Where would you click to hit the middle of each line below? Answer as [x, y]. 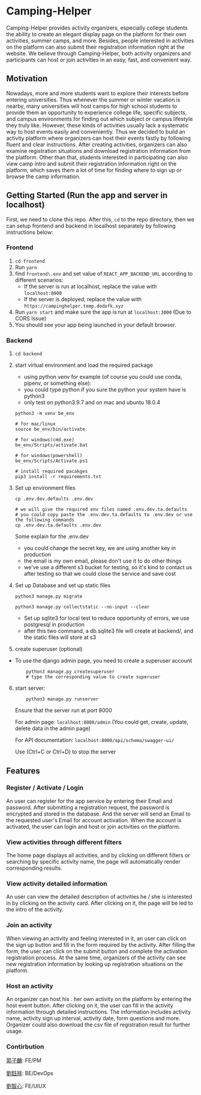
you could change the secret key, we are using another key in [100, 548]
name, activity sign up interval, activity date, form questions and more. [93, 1019]
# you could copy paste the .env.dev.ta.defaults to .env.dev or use [104, 515]
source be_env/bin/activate [50, 429]
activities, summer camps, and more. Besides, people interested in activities [100, 40]
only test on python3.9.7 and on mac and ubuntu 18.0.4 [92, 402]
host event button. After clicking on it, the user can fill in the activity [90, 1006]
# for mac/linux [35, 424]
